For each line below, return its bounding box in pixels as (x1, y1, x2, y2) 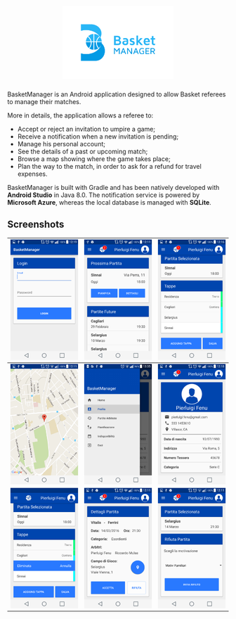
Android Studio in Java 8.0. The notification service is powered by (7, 191, 200, 199)
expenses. (17, 170, 48, 178)
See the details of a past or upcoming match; (17, 147, 148, 155)
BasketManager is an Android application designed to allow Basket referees (7, 90, 226, 98)
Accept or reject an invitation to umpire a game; (17, 125, 156, 133)
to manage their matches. (7, 97, 81, 106)
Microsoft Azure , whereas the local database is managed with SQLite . (7, 198, 212, 206)
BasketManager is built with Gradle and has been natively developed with (7, 183, 220, 191)
